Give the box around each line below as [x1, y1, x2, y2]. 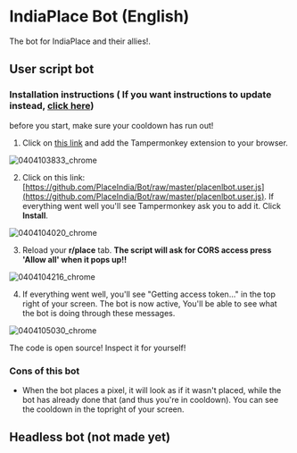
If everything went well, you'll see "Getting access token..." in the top [21, 289, 276, 299]
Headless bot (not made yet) [9, 430, 171, 445]
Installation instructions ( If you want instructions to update [9, 88, 272, 101]
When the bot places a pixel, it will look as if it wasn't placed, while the [21, 384, 282, 395]
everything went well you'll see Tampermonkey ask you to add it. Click [21, 200, 281, 211]
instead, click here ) [9, 100, 95, 113]
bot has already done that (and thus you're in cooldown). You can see [21, 394, 279, 405]
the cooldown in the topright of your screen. [21, 404, 185, 415]
